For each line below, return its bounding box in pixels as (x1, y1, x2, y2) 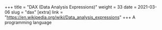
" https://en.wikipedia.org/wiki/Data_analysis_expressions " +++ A (4, 15, 136, 20)
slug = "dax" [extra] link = (11, 9, 63, 15)
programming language (4, 19, 52, 25)
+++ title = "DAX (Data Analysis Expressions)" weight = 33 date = (4, 4, 137, 10)
